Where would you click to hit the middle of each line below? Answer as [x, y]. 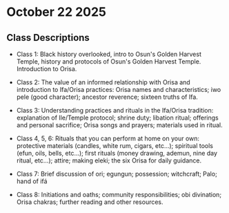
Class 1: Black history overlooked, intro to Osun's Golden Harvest [109, 54]
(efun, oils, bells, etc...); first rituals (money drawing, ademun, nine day [117, 153]
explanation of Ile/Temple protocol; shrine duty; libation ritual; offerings [117, 118]
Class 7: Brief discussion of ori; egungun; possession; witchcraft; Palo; [117, 174]
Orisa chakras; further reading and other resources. [90, 202]
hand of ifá [32, 181]
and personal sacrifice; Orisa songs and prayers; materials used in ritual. [119, 125]
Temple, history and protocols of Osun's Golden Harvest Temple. [109, 62]
